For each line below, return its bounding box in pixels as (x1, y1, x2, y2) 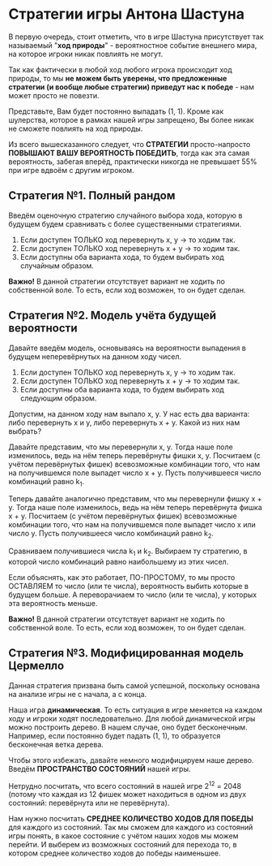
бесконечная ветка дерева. (8, 739, 104, 749)
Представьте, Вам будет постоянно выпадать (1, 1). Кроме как (8, 106, 224, 116)
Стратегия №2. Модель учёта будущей (8, 309, 217, 323)
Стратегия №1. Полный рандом (8, 188, 176, 203)
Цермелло (8, 659, 65, 673)
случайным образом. (19, 261, 95, 271)
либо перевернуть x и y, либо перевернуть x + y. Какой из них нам (8, 418, 240, 427)
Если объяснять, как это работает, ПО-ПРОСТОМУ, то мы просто (8, 572, 236, 582)
